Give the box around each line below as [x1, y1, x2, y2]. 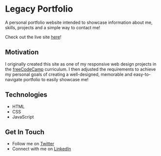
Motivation [5, 48, 39, 56]
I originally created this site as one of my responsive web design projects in [5, 61, 157, 67]
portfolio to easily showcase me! [23, 76, 89, 82]
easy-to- [133, 71, 151, 77]
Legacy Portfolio [5, 3, 73, 15]
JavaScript [12, 114, 34, 120]
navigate [5, 76, 23, 82]
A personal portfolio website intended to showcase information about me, [5, 19, 153, 25]
